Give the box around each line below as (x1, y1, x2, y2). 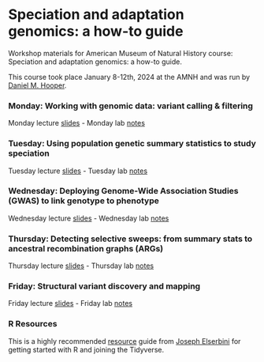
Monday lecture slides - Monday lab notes (8, 119, 146, 128)
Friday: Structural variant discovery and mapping (8, 281, 201, 292)
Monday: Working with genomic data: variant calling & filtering (8, 100, 254, 111)
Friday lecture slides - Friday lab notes (8, 299, 132, 308)
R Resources (8, 319, 58, 330)
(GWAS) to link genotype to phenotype (8, 195, 160, 206)
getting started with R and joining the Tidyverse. (8, 345, 164, 354)
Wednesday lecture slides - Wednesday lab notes (8, 213, 169, 223)
